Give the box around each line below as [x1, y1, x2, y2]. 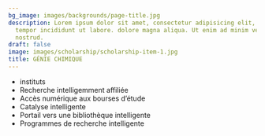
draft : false [8, 41, 51, 49]
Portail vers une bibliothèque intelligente [19, 110, 151, 119]
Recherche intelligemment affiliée [19, 85, 129, 94]
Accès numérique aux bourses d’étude [19, 94, 146, 103]
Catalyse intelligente [19, 101, 87, 111]
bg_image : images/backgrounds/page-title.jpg [8, 11, 160, 20]
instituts [19, 76, 46, 86]
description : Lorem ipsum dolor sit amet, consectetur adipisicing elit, [8, 19, 256, 27]
